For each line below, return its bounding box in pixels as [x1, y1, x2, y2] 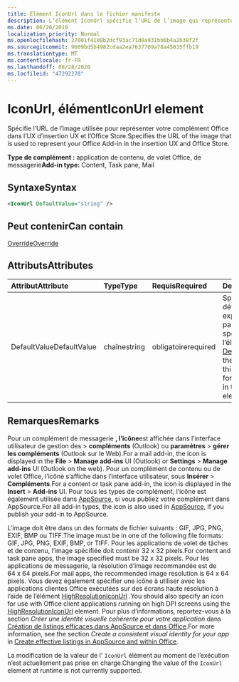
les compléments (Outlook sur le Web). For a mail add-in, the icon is [7, 449, 206, 458]
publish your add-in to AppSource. [7, 510, 109, 518]
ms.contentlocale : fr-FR [7, 57, 81, 64]
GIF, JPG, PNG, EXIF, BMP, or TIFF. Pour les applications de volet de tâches [7, 539, 229, 547]
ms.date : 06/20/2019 [7, 24, 69, 31]
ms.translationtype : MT [7, 51, 78, 58]
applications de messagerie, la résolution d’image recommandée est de [7, 561, 217, 570]
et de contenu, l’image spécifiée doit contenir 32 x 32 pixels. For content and [7, 546, 231, 554]
